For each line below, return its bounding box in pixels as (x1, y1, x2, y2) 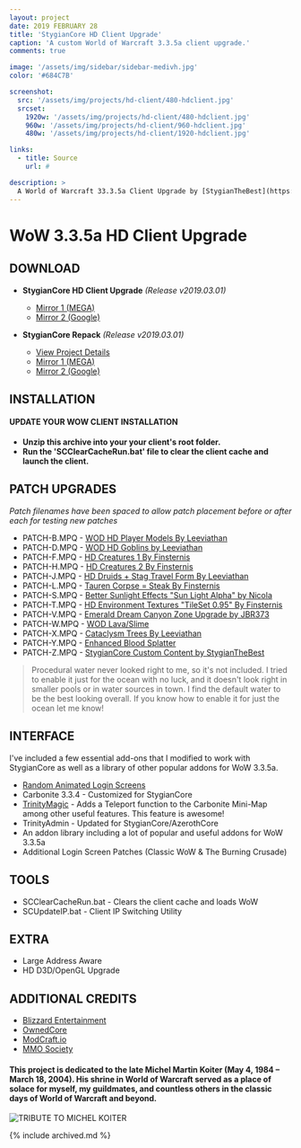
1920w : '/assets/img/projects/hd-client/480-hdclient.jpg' (25, 112, 251, 121)
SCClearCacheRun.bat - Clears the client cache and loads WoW (21, 896, 258, 907)
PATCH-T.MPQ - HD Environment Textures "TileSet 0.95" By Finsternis (21, 599, 283, 610)
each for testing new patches (9, 515, 118, 525)
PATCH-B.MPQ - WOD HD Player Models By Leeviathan (21, 532, 228, 543)
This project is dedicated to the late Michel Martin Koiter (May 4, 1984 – (9, 1064, 280, 1074)
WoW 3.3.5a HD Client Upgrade (9, 225, 248, 245)
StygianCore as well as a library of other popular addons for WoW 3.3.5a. (9, 762, 279, 773)
